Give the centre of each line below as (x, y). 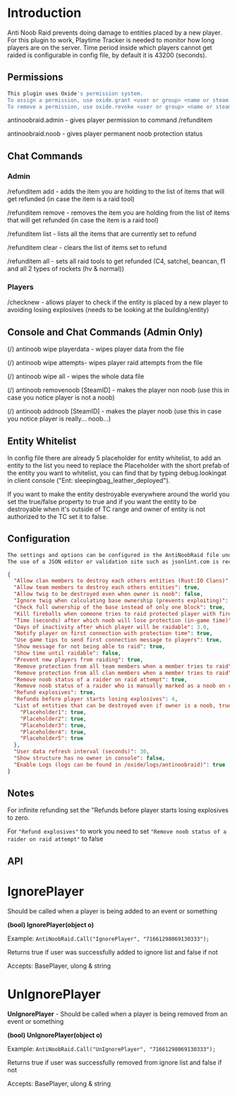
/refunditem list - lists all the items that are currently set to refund (102, 234)
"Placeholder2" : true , (53, 719)
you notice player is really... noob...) (59, 419)
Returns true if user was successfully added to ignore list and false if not (113, 952)
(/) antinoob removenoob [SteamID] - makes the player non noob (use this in (119, 390)
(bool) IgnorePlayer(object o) (51, 925)
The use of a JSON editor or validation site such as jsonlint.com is (113, 562)
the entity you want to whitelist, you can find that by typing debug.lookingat (117, 473)
